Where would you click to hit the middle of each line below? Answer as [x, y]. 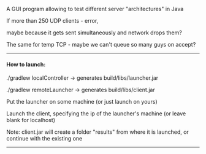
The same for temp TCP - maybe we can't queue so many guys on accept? [101, 44]
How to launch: [26, 64]
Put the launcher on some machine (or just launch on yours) [82, 102]
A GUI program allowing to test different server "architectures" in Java [95, 9]
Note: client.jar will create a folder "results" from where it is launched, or [97, 132]
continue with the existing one [44, 139]
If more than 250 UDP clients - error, [52, 21]
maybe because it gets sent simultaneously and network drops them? [94, 33]
